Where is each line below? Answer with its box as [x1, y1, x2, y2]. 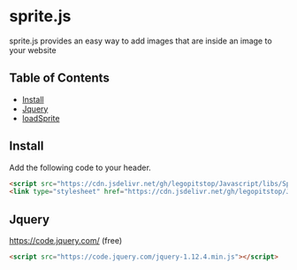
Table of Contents [9, 71, 110, 86]
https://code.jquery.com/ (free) [9, 235, 123, 246]
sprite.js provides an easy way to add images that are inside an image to [9, 35, 272, 46]
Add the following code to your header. [9, 162, 152, 173]
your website [9, 44, 57, 55]
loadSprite [21, 112, 60, 123]
